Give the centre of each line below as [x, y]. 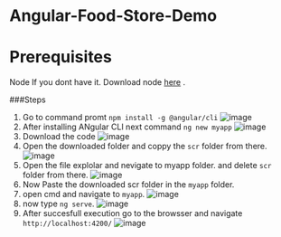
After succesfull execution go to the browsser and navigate [132, 213]
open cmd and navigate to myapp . [84, 194]
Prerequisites [61, 57]
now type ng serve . [58, 204]
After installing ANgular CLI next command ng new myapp [127, 127]
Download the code [59, 137]
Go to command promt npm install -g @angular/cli [120, 118]
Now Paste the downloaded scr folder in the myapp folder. [128, 185]
